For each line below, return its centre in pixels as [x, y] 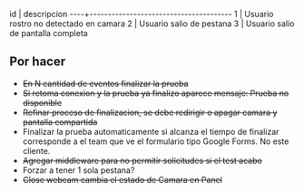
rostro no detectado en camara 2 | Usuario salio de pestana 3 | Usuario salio [152, 24]
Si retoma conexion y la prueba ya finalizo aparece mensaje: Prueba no [156, 93]
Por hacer [38, 62]
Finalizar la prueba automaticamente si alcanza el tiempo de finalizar [151, 131]
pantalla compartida [60, 121]
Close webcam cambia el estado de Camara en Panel [122, 179]
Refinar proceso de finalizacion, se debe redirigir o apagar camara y [150, 112]
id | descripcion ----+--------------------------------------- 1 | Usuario [142, 14]
